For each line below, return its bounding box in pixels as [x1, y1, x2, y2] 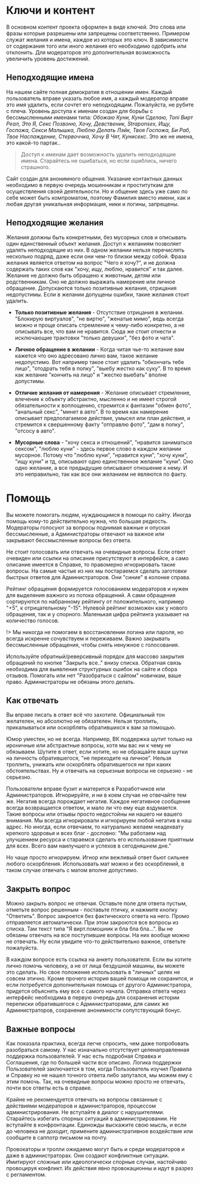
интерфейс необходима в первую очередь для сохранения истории [6, 994, 180, 1001]
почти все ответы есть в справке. [6, 1084, 92, 1091]
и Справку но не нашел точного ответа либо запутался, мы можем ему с [6, 1071, 193, 1079]
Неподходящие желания [6, 218, 104, 228]
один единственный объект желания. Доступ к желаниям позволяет [6, 240, 182, 247]
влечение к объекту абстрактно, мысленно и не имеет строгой [14, 395, 177, 402]
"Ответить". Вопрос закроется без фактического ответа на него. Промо [6, 913, 189, 920]
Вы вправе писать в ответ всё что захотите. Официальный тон [6, 711, 165, 718]
